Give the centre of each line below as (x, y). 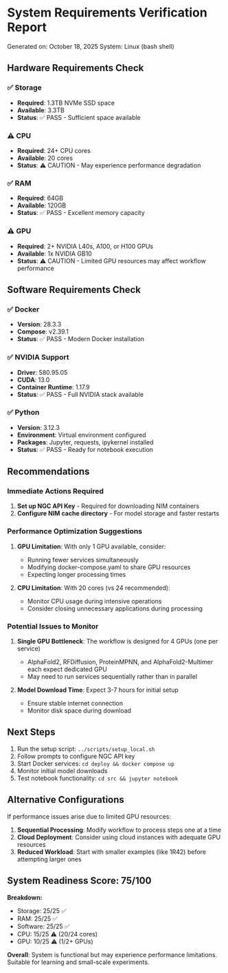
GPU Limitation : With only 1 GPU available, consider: (91, 546)
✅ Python (23, 413)
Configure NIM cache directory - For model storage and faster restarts (118, 513)
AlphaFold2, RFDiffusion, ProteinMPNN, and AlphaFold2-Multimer (120, 662)
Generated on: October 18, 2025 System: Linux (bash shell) (91, 46)
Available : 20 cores (45, 158)
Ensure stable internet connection (75, 704)
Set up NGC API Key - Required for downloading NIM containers (108, 506)
